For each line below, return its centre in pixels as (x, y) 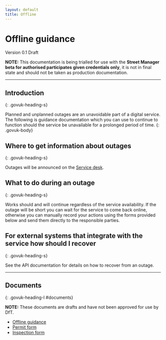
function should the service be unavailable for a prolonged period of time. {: (82, 125)
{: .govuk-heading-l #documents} (39, 297)
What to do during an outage (50, 183)
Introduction (25, 93)
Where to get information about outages (68, 146)
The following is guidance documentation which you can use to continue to (82, 120)
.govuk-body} (19, 130)
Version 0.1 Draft (22, 53)
